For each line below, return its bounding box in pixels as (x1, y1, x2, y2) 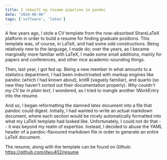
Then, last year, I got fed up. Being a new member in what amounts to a (5, 66, 152, 72)
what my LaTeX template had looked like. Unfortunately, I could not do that (5, 118, 158, 125)
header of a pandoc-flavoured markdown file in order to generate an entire (5, 129, 159, 135)
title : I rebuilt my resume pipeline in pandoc (5, 7, 106, 12)
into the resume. (5, 93, 39, 99)
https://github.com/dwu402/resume (5, 149, 79, 155)
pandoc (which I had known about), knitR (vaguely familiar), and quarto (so (5, 77, 159, 83)
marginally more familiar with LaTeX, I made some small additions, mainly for (5, 51, 162, 57)
